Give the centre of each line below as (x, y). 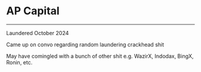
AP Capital (33, 11)
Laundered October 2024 (37, 33)
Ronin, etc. (19, 62)
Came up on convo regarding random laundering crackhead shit (85, 44)
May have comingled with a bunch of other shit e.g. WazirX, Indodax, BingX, (100, 56)
